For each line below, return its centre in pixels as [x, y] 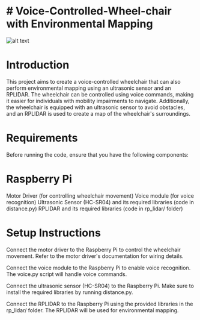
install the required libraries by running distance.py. [70, 292]
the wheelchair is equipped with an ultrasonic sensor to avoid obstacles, [95, 107]
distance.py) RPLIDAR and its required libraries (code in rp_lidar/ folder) [95, 209]
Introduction [38, 65]
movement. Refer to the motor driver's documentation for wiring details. [95, 256]
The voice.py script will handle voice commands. [67, 274]
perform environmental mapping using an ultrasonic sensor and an [89, 88]
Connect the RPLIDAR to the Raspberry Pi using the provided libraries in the [100, 304]
